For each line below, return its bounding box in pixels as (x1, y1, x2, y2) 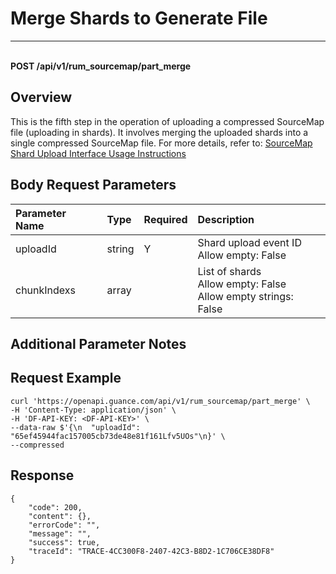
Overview (10, 89, 73, 106)
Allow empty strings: (197, 289, 294, 303)
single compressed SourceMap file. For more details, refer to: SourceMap (10, 137, 313, 149)
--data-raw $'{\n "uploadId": (10, 422, 141, 432)
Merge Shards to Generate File (10, 7, 268, 30)
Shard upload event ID (197, 235, 302, 249)
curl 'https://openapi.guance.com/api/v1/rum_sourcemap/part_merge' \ (10, 396, 311, 406)
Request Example (10, 370, 122, 387)
